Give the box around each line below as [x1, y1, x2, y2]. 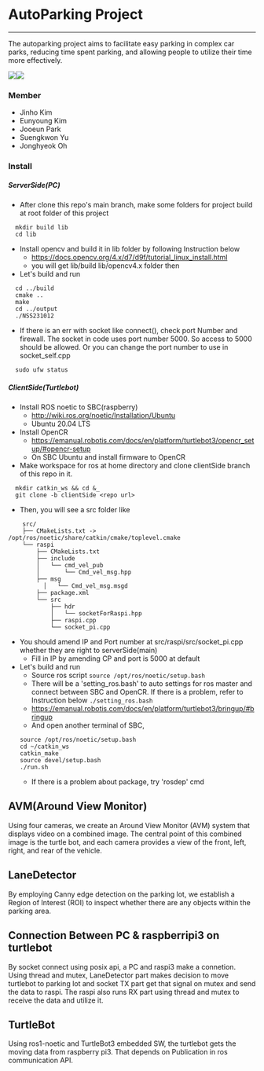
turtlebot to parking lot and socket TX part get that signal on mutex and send [8, 978, 256, 988]
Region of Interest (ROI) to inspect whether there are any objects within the [8, 897, 251, 907]
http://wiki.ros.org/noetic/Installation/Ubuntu [31, 411, 176, 420]
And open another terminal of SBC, [31, 721, 145, 730]
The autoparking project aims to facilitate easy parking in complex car [8, 39, 235, 48]
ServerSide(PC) [8, 180, 60, 189]
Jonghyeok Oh [19, 141, 68, 151]
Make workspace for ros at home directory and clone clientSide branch [19, 461, 251, 471]
